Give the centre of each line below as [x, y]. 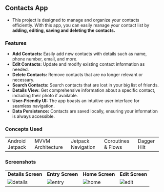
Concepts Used [24, 129]
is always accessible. [33, 116]
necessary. [23, 80]
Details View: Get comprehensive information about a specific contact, [84, 90]
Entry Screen [62, 174]
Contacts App [27, 8]
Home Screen [99, 174]
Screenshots [20, 162]
